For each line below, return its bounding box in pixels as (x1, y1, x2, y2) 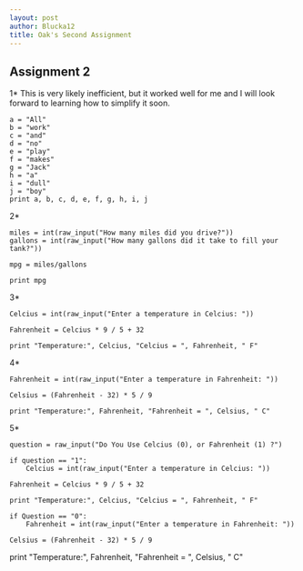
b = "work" (9, 124, 51, 133)
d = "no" (9, 139, 43, 148)
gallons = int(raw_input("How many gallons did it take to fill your (9, 236, 279, 245)
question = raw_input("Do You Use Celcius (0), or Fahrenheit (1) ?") (9, 440, 283, 450)
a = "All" (9, 115, 47, 125)
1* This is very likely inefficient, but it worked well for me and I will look (9, 88, 276, 99)
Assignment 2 (9, 64, 91, 79)
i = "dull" (9, 179, 51, 188)
